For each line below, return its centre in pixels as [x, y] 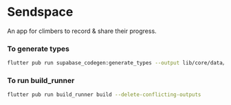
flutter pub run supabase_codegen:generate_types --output [93, 63]
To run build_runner [41, 81]
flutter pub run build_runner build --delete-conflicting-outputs [104, 95]
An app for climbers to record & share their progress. [82, 31]
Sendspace [40, 12]
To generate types [38, 49]
